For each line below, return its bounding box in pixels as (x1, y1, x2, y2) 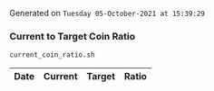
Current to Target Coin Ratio (9, 30, 136, 42)
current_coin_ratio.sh (9, 50, 95, 59)
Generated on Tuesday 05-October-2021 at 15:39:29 (9, 8, 206, 18)
